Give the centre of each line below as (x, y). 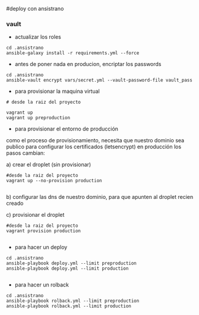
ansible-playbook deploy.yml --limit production (67, 269)
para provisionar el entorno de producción (67, 129)
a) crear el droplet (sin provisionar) (49, 165)
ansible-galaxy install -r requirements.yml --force (73, 53)
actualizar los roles (38, 37)
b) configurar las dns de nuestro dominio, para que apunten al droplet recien (100, 197)
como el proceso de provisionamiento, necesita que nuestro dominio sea (95, 141)
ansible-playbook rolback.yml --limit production (69, 306)
